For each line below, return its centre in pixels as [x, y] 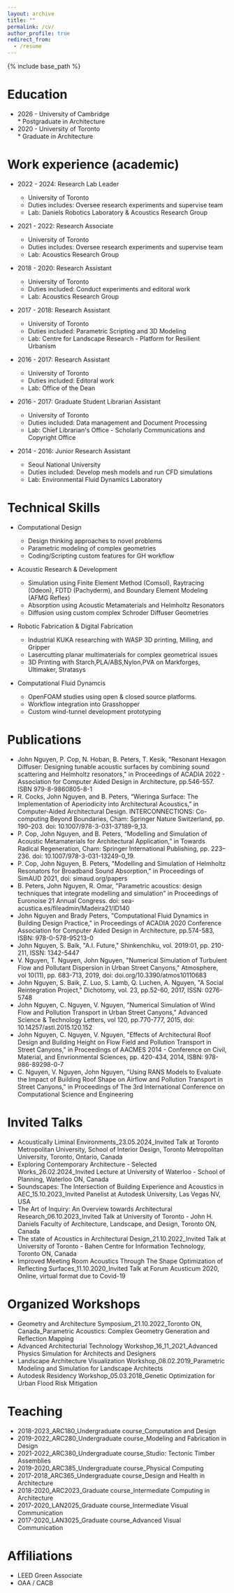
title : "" [22, 20]
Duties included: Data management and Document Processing [117, 422]
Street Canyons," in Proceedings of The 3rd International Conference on [121, 1087]
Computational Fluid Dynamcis [61, 683]
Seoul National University [64, 464]
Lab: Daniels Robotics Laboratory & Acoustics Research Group [118, 212]
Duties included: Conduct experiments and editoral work [109, 289]
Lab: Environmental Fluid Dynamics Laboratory [95, 479]
